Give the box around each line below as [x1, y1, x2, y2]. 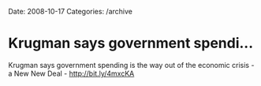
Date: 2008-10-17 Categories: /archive [8, 7, 132, 16]
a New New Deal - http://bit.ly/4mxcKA [8, 69, 135, 78]
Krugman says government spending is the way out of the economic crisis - [8, 60, 255, 69]
